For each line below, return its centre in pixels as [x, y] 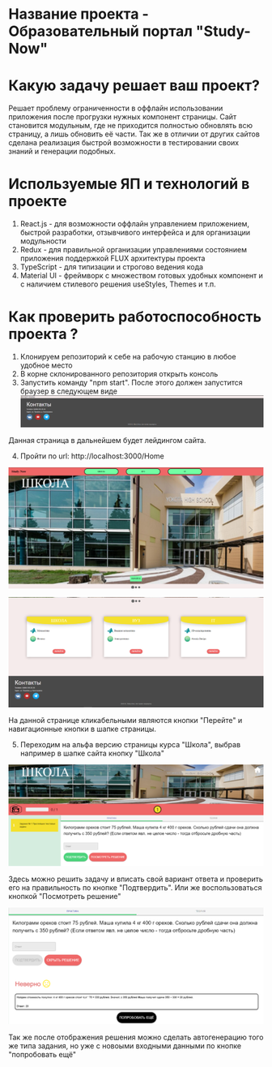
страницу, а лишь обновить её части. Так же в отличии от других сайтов [134, 134]
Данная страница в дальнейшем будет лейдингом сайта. [107, 440]
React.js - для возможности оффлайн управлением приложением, [134, 224]
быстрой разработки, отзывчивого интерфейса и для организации [135, 233]
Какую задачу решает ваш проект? [134, 86]
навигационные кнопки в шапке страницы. [82, 729]
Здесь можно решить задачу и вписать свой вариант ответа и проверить [136, 879]
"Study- [223, 31]
